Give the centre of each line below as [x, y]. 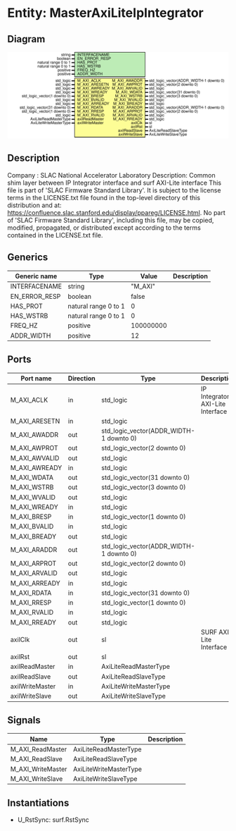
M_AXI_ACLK [29, 400]
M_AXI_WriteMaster [39, 769]
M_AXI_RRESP [31, 603]
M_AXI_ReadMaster [39, 749]
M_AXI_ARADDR [34, 550]
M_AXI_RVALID [32, 613]
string [76, 286]
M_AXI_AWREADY [36, 467]
